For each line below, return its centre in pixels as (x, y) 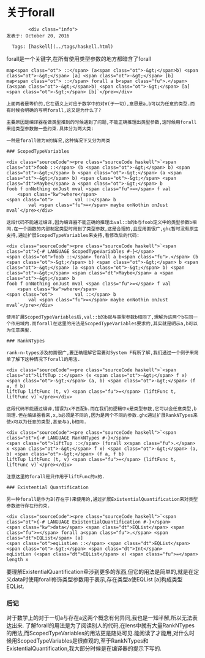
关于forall (31, 13)
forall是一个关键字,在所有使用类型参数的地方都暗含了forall (79, 58)
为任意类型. (19, 330)
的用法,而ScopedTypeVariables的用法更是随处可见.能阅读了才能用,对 (92, 633)
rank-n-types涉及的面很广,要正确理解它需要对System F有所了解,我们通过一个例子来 (100, 353)
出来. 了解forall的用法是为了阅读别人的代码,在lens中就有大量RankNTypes (103, 625)
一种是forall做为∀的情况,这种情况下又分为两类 (58, 141)
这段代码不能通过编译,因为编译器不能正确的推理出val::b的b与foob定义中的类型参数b (99, 222)
